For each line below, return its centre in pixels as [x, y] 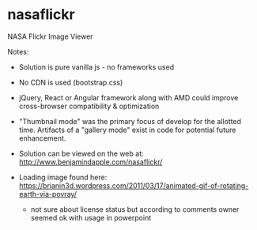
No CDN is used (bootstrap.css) [71, 82]
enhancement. [42, 138]
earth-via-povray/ [47, 194]
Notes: [18, 51]
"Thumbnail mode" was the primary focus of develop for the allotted [130, 121]
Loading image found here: [63, 177]
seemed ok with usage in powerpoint [91, 217]
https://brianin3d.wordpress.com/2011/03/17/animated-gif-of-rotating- [134, 185]
